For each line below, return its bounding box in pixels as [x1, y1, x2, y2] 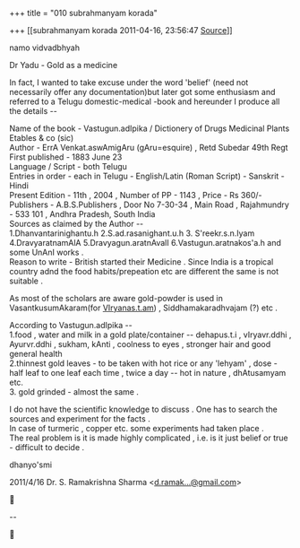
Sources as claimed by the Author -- [9, 219, 144, 229]
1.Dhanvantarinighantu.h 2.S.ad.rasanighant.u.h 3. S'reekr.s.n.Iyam [9, 228, 255, 239]
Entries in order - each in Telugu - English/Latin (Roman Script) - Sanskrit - [9, 170, 285, 181]
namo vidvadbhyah [9, 42, 81, 53]
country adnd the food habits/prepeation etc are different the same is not [9, 266, 279, 276]
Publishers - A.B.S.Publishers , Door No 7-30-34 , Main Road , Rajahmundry [9, 199, 289, 210]
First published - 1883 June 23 [9, 152, 123, 162]
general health [9, 349, 63, 359]
